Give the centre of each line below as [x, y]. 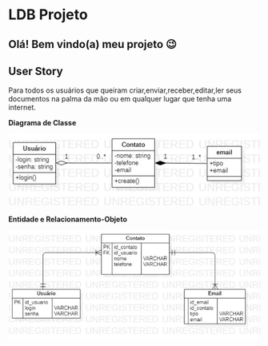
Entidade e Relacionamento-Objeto [68, 219]
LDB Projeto [48, 15]
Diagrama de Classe [42, 123]
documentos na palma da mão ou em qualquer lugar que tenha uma [120, 99]
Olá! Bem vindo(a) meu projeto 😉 [93, 44]
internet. [22, 107]
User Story [36, 71]
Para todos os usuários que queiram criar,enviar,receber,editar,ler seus [125, 90]
